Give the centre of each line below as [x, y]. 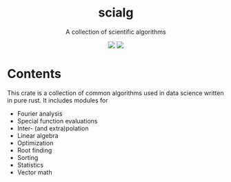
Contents [34, 74]
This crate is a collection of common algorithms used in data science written [115, 93]
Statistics [30, 165]
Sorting [28, 157]
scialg [116, 13]
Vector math [34, 172]
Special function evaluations [57, 121]
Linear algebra [38, 135]
